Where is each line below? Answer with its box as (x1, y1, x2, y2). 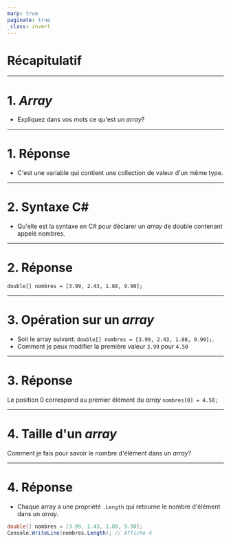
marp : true (7, 10, 38, 17)
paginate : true (7, 17, 51, 23)
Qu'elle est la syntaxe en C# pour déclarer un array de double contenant (16, 222, 223, 231)
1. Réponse (7, 146, 71, 162)
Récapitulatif (7, 52, 82, 68)
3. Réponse (7, 373, 73, 389)
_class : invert (7, 23, 51, 30)
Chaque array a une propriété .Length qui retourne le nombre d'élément (16, 502, 221, 511)
